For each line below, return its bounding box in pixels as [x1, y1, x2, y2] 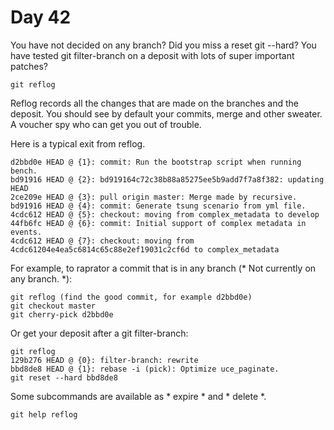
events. [10, 227, 43, 237]
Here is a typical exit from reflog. [10, 137, 146, 150]
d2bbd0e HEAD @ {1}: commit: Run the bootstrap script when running [10, 157, 302, 167]
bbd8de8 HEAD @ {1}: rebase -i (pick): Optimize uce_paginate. [10, 364, 280, 374]
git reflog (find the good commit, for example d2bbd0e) [10, 292, 253, 302]
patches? [10, 60, 48, 72]
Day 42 [10, 6, 72, 29]
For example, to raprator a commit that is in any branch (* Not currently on [10, 262, 317, 274]
